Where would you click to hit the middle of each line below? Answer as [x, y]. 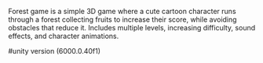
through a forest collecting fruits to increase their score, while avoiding [122, 19]
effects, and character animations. [64, 36]
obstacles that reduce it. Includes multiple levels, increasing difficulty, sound [132, 28]
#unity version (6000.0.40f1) [54, 51]
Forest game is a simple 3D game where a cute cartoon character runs [122, 11]
